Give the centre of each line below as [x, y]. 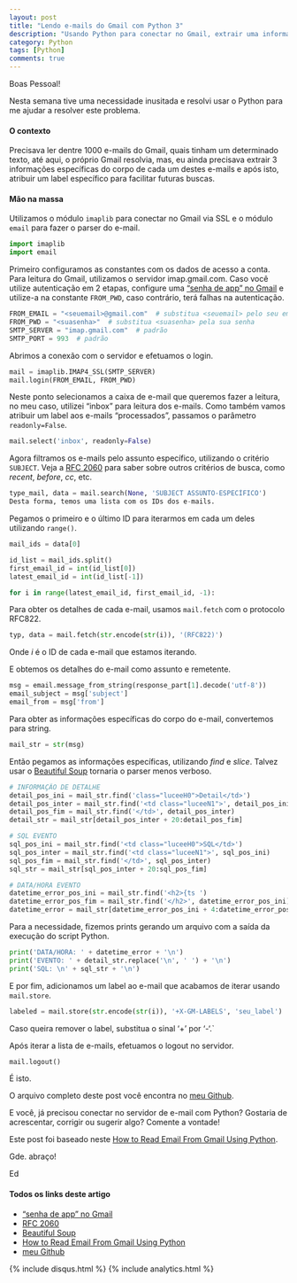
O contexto [30, 130]
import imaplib [37, 245]
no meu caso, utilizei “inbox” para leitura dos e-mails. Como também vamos [147, 406]
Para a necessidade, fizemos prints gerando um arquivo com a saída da [140, 927]
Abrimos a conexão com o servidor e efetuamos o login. [111, 355]
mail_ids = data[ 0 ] [45, 544]
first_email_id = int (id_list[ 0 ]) [73, 568]
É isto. [21, 1078]
